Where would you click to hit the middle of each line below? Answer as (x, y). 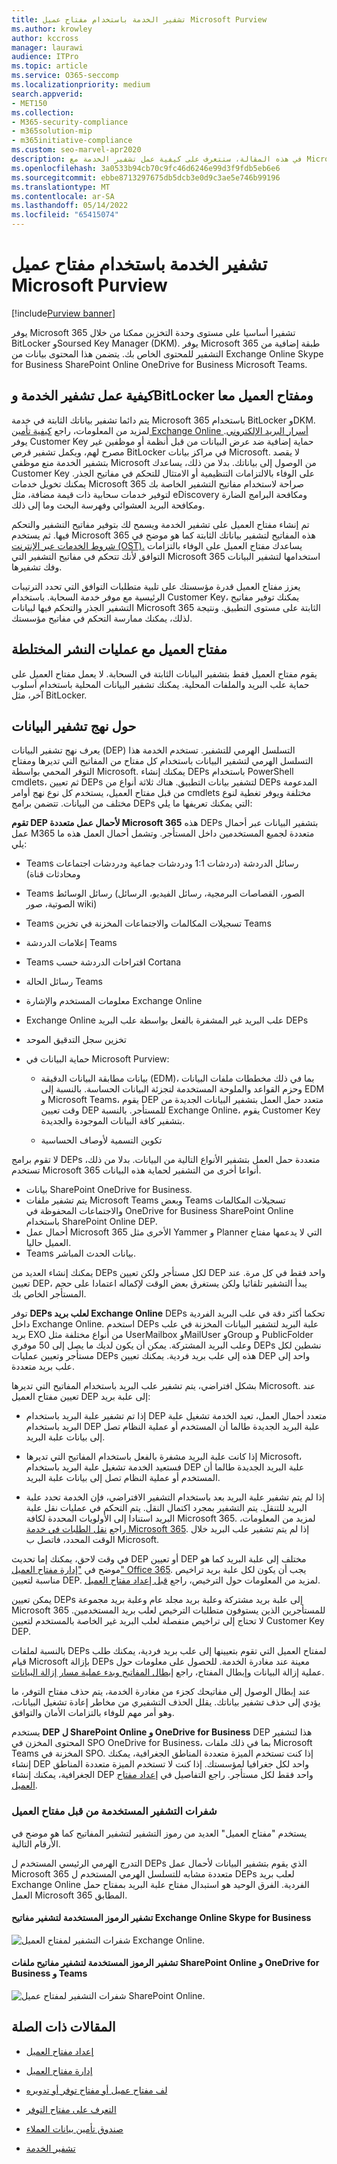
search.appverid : (47, 94)
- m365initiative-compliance (72, 141)
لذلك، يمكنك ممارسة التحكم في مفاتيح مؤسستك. (102, 618)
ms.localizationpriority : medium (81, 85)
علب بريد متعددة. (43, 1367)
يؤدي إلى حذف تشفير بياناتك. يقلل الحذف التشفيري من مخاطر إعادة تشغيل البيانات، (166, 1702)
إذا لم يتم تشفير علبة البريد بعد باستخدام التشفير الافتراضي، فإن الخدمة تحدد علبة (175, 1497)
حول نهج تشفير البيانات (74, 726)
